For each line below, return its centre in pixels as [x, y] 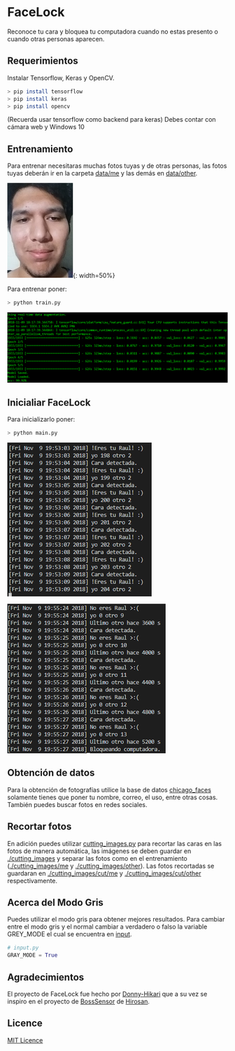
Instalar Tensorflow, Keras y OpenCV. [61, 78]
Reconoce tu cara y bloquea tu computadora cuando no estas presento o [113, 31]
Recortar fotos [40, 827]
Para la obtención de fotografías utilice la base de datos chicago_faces [109, 789]
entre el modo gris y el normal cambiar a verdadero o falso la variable [107, 927]
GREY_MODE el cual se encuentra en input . [70, 934]
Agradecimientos [46, 977]
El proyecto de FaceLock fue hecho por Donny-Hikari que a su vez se [107, 994]
